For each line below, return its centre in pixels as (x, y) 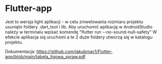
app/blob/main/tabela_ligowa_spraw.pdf (45, 56)
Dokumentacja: (20, 51)
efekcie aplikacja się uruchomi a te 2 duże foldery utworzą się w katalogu (79, 37)
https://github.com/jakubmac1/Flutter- (75, 51)
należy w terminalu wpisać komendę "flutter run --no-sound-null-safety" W (81, 32)
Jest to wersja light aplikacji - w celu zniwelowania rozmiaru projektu (74, 22)
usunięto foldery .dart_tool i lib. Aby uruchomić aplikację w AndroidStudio (79, 26)
